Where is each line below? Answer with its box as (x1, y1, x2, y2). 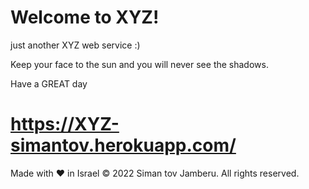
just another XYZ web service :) (10, 39, 141, 51)
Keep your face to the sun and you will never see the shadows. (10, 58, 269, 70)
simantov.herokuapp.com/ (10, 134, 237, 157)
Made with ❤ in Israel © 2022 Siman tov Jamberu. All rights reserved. (10, 167, 300, 179)
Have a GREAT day (10, 77, 88, 90)
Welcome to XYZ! (10, 6, 160, 29)
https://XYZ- (10, 113, 120, 136)
